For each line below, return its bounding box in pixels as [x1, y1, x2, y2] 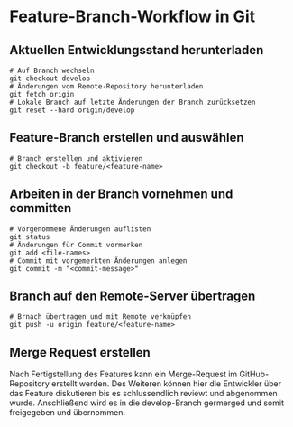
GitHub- [239, 368, 270, 380]
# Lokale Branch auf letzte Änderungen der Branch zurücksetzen [9, 97, 256, 107]
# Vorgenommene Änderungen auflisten [9, 224, 151, 234]
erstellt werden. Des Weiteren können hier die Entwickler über [50, 378, 282, 389]
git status [9, 232, 50, 241]
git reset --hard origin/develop [9, 106, 135, 115]
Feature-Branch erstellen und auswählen [9, 130, 245, 145]
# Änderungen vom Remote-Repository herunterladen [9, 82, 204, 91]
